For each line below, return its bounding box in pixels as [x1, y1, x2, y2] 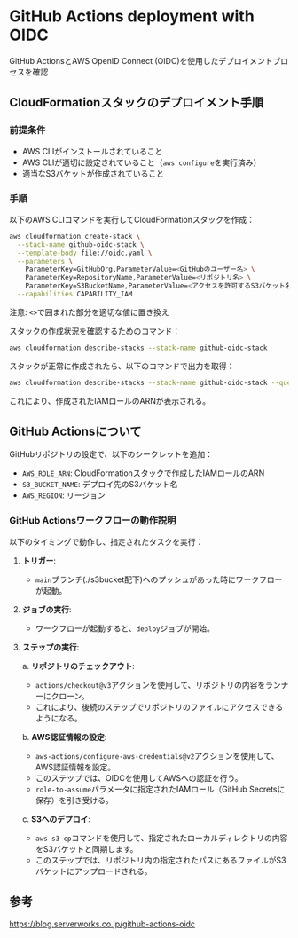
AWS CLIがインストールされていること [21, 146, 163, 156]
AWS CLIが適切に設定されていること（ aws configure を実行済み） [21, 157, 262, 168]
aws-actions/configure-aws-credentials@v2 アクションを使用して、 [35, 750, 279, 761]
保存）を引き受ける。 [35, 794, 114, 805]
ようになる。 [35, 713, 82, 723]
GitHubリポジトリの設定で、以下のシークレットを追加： [9, 449, 214, 460]
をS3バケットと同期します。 [35, 843, 138, 854]
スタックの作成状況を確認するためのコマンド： [9, 326, 180, 336]
